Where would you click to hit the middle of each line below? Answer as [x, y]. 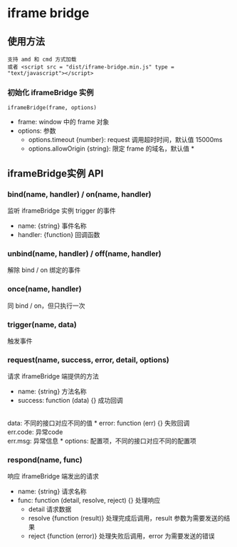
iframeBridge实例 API [56, 173]
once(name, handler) [44, 289]
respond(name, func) [45, 460]
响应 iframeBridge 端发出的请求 [53, 476]
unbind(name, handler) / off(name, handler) [84, 254]
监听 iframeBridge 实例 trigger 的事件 [62, 210]
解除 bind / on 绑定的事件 [44, 270]
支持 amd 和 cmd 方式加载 [42, 59]
